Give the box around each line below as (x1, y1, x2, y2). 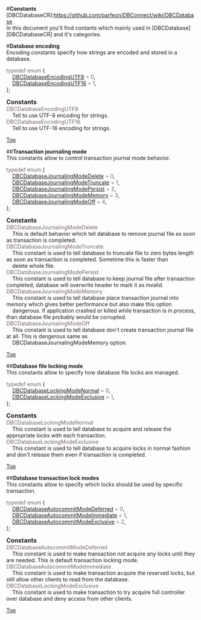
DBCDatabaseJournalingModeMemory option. (11, 339, 127, 346)
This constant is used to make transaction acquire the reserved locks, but (11, 569, 195, 577)
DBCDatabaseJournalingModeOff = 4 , (11, 198, 107, 205)
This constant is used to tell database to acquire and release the (11, 425, 172, 432)
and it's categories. (53, 31, 101, 38)
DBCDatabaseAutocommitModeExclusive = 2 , (11, 518, 126, 525)
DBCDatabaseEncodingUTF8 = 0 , (11, 74, 95, 80)
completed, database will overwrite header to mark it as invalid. (6, 282, 164, 288)
